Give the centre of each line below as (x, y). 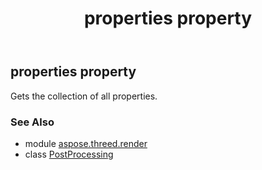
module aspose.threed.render (86, 143)
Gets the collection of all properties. (84, 96)
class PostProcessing (69, 154)
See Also (32, 122)
